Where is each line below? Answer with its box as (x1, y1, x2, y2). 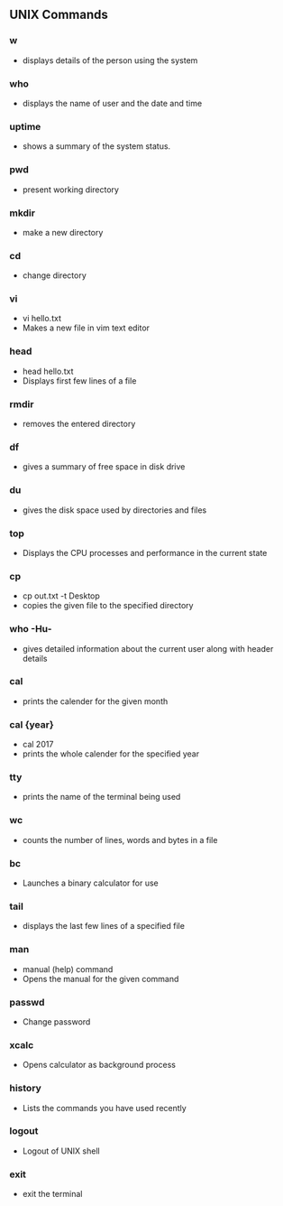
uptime (9, 120, 41, 133)
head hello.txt (22, 366, 74, 376)
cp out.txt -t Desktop (22, 590, 101, 601)
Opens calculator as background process (22, 1060, 176, 1071)
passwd (9, 996, 45, 1008)
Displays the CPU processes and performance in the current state (22, 547, 268, 558)
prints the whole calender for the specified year (22, 748, 200, 759)
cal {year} (9, 718, 54, 730)
